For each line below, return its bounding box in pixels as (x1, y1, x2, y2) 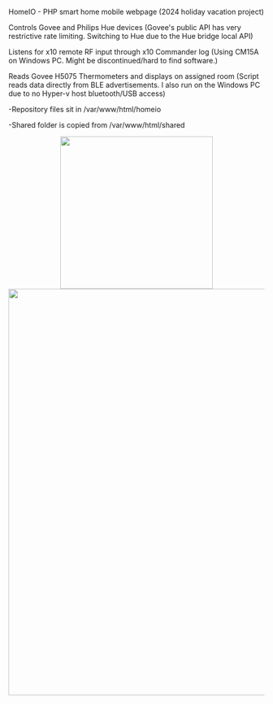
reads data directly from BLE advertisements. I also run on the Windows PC (8, 80, 261, 89)
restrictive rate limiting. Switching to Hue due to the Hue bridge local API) (8, 32, 253, 41)
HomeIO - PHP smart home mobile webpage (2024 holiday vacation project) (8, 7, 264, 16)
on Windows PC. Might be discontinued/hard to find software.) (8, 56, 218, 65)
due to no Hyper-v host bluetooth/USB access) (8, 89, 166, 98)
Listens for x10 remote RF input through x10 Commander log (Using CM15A (8, 47, 259, 56)
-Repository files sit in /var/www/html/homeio (8, 105, 162, 114)
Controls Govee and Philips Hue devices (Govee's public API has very (8, 23, 241, 32)
